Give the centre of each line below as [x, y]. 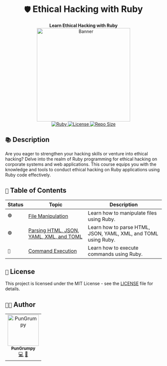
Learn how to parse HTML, [119, 227]
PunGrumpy [23, 349]
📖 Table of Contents [36, 190]
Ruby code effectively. [28, 175]
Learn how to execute [113, 247]
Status [16, 204]
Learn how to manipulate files [122, 213]
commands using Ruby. [115, 254]
